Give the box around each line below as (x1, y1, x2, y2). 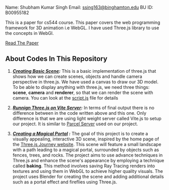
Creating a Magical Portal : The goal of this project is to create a (12, 130, 148, 136)
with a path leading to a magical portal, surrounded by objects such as (12, 147, 159, 153)
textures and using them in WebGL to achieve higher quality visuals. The (12, 168, 163, 174)
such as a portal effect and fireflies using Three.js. (12, 179, 118, 185)
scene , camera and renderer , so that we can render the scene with (12, 89, 153, 96)
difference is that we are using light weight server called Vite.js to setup (12, 115, 161, 121)
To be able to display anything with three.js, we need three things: (12, 84, 150, 90)
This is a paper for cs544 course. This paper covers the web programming (5, 20, 160, 25)
